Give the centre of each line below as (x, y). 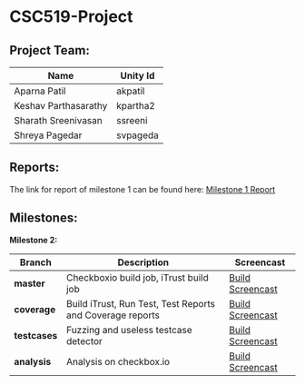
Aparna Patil (40, 91)
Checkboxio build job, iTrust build (138, 277)
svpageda (138, 135)
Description (143, 262)
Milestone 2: (34, 240)
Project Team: (50, 50)
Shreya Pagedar (48, 135)
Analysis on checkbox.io (118, 361)
